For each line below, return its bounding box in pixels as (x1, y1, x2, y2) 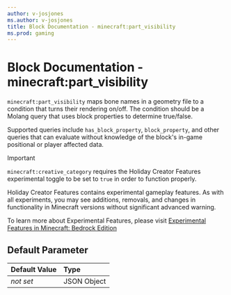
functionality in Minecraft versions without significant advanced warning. (7, 203, 216, 212)
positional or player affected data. (7, 141, 104, 149)
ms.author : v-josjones (7, 17, 73, 24)
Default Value (10, 265, 57, 274)
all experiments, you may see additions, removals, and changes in (7, 196, 196, 204)
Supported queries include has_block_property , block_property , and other (7, 126, 220, 134)
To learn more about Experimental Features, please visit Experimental (7, 216, 207, 225)
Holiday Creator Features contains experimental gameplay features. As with (7, 189, 224, 197)
